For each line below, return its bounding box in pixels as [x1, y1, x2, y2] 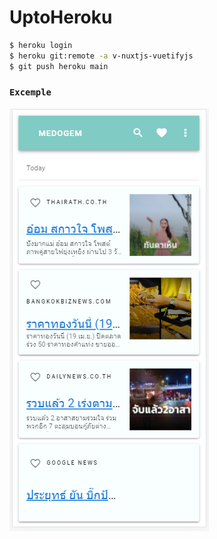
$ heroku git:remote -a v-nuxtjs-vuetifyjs [9, 51, 194, 61]
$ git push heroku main [9, 61, 109, 71]
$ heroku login [9, 40, 73, 50]
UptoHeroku [9, 6, 113, 29]
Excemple [9, 87, 52, 98]
